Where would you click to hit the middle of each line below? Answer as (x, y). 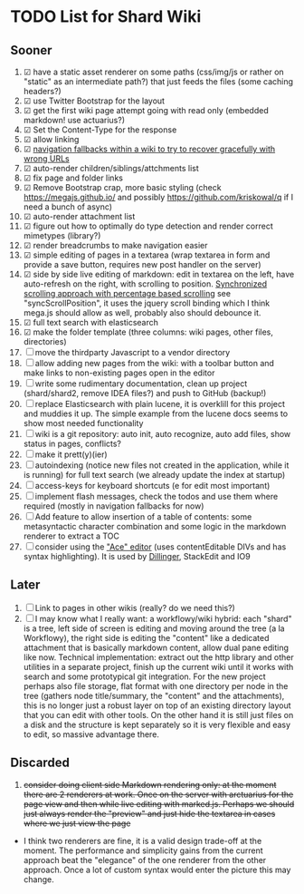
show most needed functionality (83, 423)
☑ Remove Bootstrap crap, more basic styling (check (122, 187)
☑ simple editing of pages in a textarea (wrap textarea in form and (147, 255)
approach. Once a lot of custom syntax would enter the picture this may (157, 870)
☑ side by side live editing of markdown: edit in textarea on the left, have (159, 274)
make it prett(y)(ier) (71, 454)
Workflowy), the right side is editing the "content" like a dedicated (146, 637)
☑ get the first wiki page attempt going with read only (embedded (146, 110)
